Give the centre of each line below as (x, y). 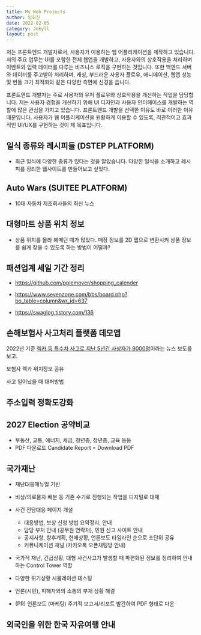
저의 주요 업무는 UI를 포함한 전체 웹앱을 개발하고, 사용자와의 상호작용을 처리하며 (99, 60)
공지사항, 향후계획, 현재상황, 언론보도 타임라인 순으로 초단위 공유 (99, 538)
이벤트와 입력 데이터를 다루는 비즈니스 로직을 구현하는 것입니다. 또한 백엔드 (94, 67)
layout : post (22, 34)
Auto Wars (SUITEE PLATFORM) (67, 188)
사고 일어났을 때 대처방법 (35, 382)
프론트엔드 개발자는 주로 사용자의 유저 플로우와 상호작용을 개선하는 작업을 (92, 95)
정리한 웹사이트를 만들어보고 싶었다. (68, 168)
